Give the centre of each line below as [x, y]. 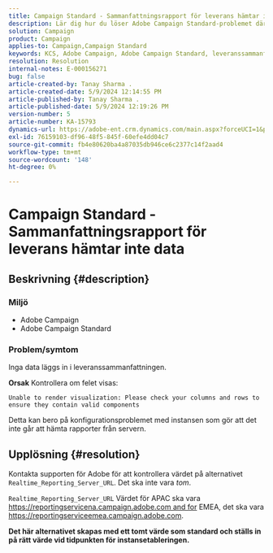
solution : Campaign [41, 31]
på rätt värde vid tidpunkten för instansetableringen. [99, 540]
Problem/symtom [43, 349]
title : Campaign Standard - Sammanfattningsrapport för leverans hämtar [134, 16]
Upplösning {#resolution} [74, 454]
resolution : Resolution [49, 62]
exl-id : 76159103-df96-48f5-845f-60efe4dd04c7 [89, 137]
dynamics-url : [32, 129]
